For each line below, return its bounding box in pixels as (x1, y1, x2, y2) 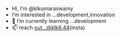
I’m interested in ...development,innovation (11, 11, 116, 18)
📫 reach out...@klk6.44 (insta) (11, 24, 86, 31)
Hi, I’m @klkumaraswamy (11, 5, 74, 12)
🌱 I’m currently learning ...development (11, 18, 106, 24)
